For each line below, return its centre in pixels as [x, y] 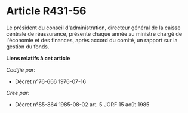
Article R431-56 [46, 11]
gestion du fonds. [28, 47]
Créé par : [18, 93]
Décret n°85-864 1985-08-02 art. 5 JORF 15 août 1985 [82, 104]
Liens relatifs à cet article [38, 58]
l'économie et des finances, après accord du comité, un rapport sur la [92, 40]
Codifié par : [21, 69]
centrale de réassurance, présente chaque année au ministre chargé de [94, 33]
